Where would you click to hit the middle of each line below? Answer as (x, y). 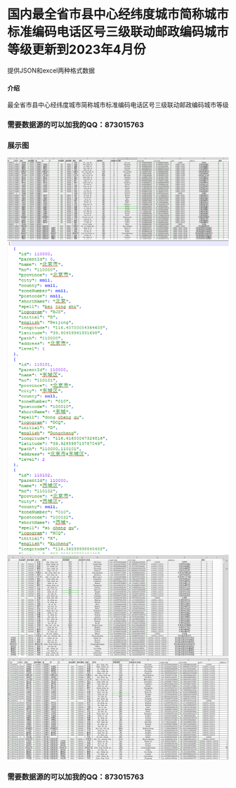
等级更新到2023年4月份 (77, 50)
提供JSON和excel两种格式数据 (51, 70)
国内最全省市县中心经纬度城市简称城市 (118, 14)
